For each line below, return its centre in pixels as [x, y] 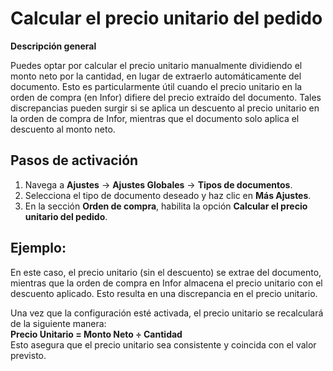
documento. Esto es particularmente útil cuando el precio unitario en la [156, 86]
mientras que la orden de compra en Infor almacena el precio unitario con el [166, 283]
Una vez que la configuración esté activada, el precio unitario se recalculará [167, 313]
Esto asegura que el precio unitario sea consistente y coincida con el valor [163, 344]
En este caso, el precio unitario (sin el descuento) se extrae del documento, [166, 272]
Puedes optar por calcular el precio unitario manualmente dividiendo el [156, 65]
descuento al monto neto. [63, 129]
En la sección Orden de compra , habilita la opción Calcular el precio [166, 206]
